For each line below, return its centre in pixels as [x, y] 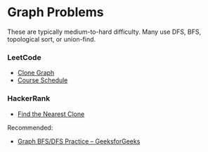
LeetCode [24, 57]
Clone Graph [36, 73]
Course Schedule [43, 80]
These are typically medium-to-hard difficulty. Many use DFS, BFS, [104, 32]
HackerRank [29, 99]
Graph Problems [56, 12]
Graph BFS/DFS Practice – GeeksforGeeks [79, 141]
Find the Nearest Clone [51, 114]
